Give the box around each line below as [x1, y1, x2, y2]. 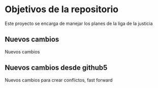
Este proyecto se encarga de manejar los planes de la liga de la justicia [5, 20, 153, 26]
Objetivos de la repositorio [5, 4, 119, 15]
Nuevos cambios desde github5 [5, 64, 108, 72]
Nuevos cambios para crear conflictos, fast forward [5, 77, 113, 83]
